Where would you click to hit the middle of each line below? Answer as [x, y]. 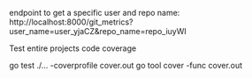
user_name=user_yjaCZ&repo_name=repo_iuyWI [98, 31]
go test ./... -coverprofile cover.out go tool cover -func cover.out [126, 65]
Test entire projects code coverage [73, 48]
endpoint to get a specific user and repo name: [95, 13]
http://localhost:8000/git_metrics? [71, 22]
